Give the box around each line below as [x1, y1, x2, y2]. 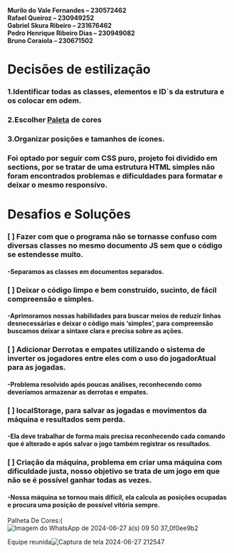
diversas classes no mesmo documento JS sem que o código [7, 240, 223, 250]
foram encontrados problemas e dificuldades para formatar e [7, 171, 223, 181]
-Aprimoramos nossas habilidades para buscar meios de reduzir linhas [7, 312, 222, 320]
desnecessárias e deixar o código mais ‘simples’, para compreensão [7, 319, 213, 328]
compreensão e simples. [7, 294, 95, 304]
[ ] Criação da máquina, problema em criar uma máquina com [7, 457, 223, 467]
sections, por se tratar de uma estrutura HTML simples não [7, 162, 216, 172]
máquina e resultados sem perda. [7, 414, 126, 424]
